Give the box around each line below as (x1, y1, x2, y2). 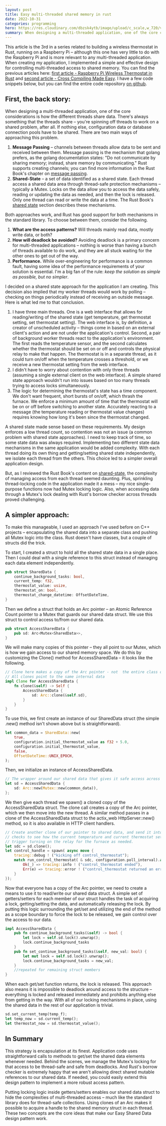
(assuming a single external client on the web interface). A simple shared (12, 372, 161, 378)
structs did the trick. (5, 539, 46, 545)
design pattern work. (5, 1115, 48, 1121)
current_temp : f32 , (14, 579, 54, 584)
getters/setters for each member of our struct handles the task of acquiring (5, 895, 159, 902)
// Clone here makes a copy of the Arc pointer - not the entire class (5, 670, 158, 675)
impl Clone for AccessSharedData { (5, 679, 79, 684)
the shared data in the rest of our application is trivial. (5, 1002, 114, 1008)
